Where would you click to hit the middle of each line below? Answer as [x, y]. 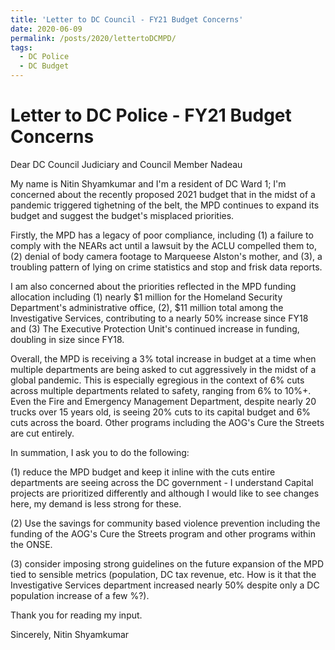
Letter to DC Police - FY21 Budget [151, 115]
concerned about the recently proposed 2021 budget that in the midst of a [163, 194]
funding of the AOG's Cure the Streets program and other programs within [163, 533]
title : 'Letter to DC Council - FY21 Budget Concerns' [127, 19]
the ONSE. [31, 544]
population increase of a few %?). [80, 595]
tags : [21, 47]
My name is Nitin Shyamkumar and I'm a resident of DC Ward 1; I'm [148, 183]
